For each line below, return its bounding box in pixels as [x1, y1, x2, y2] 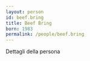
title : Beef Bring [5, 20, 52, 26]
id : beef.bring [5, 14, 44, 21]
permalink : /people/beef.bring [5, 31, 85, 37]
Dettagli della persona [5, 48, 60, 55]
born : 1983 [5, 25, 33, 32]
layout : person [5, 8, 44, 15]
